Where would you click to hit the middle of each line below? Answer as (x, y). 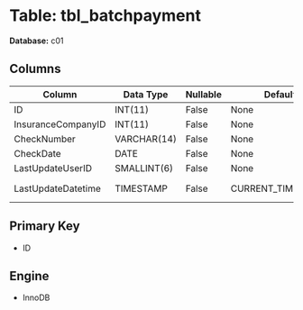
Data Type (146, 94)
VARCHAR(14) (146, 139)
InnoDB (36, 297)
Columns (35, 69)
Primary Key (45, 226)
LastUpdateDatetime (57, 188)
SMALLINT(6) (144, 168)
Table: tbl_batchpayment (105, 16)
